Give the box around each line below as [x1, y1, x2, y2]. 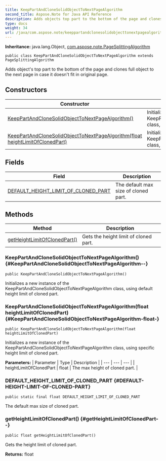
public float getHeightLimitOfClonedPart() [5, 433, 96, 438]
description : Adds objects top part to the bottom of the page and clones [5, 16, 163, 21]
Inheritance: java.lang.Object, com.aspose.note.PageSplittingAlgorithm [5, 44, 151, 49]
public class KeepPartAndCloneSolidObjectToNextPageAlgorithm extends [5, 53, 154, 58]
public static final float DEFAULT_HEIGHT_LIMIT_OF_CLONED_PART [5, 394, 140, 400]
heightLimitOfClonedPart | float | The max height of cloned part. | [5, 365, 138, 371]
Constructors [5, 86, 47, 94]
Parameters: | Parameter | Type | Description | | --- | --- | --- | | [5, 360, 135, 366]
